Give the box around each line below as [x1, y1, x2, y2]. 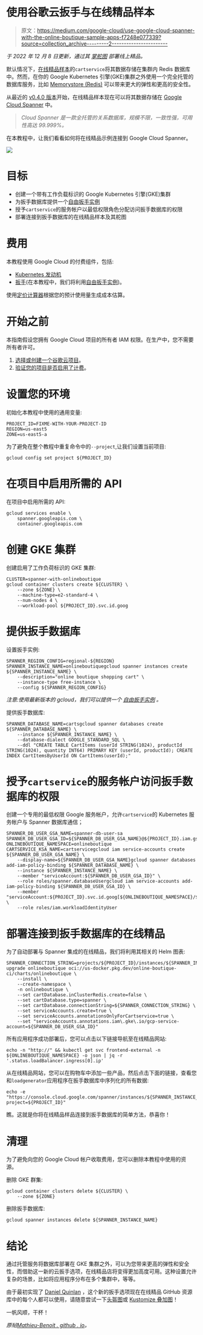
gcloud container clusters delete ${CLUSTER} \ [6, 1188, 129, 1194]
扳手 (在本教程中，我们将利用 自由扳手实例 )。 [14, 278, 126, 286]
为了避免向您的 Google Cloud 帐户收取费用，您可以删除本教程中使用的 [6, 1156, 181, 1163]
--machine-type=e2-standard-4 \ [17, 592, 98, 598]
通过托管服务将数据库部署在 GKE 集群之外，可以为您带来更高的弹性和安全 [6, 1260, 190, 1268]
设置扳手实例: [6, 646, 40, 653]
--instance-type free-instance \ [17, 679, 101, 685]
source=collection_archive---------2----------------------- [21, 40, 168, 47]
